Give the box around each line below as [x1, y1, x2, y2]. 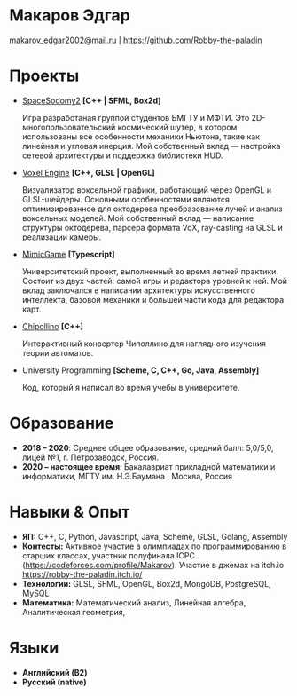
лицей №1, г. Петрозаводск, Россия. [21, 452, 160, 463]
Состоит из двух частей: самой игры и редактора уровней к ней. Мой [21, 275, 288, 286]
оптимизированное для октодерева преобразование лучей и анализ [21, 203, 283, 214]
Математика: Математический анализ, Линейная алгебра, [21, 597, 246, 608]
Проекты [9, 66, 80, 86]
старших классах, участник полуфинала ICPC [21, 550, 195, 560]
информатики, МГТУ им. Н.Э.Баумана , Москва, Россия [21, 471, 233, 481]
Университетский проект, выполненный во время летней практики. [21, 265, 279, 276]
